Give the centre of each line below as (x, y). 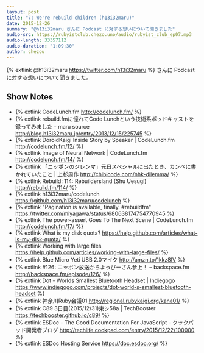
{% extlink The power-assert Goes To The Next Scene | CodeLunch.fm (104, 219)
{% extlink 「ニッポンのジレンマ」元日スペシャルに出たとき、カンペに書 (106, 166)
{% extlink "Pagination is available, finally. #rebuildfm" (83, 207)
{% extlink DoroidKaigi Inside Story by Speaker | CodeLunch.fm (95, 140)
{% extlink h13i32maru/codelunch (57, 194)
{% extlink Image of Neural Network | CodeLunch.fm (81, 152)
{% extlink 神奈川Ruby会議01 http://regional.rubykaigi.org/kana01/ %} (102, 301)
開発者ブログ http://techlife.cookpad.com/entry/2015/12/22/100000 (110, 330)
